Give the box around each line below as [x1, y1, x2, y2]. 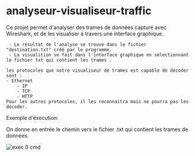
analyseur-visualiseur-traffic [6, 4, 152, 18]
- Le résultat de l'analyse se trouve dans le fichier [8, 42, 147, 47]
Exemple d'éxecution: [6, 114, 59, 121]
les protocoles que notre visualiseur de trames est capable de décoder [6, 67, 189, 74]
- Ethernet [6, 78, 33, 84]
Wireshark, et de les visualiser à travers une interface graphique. [6, 30, 164, 37]
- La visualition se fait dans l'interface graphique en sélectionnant [8, 52, 189, 58]
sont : [6, 72, 22, 78]
